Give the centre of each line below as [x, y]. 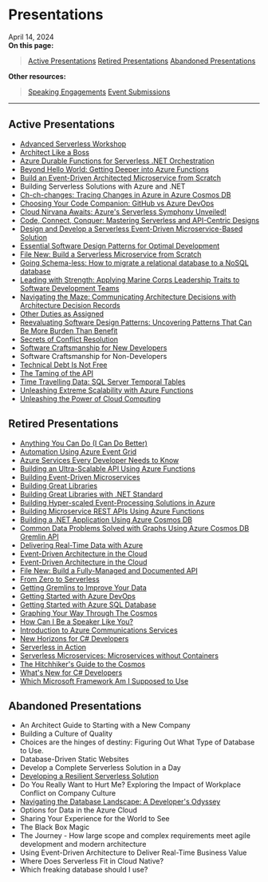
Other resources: [37, 76]
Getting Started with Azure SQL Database [88, 605]
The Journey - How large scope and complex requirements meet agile [135, 836]
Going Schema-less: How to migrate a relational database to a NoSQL [134, 262]
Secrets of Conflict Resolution [69, 339]
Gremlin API [39, 537]
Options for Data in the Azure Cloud [79, 810]
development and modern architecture [83, 844]
